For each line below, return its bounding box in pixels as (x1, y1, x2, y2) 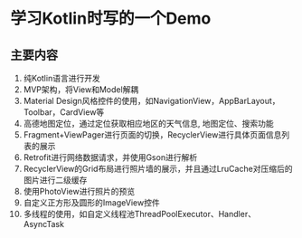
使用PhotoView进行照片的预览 (23, 186, 135, 196)
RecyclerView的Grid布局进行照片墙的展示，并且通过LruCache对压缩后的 (23, 164, 293, 174)
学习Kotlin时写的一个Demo (10, 8, 212, 29)
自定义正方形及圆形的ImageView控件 (23, 197, 161, 208)
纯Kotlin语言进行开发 (23, 73, 100, 83)
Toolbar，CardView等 (23, 107, 105, 118)
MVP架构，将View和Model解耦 (23, 84, 139, 95)
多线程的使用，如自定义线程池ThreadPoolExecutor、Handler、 (23, 209, 257, 219)
